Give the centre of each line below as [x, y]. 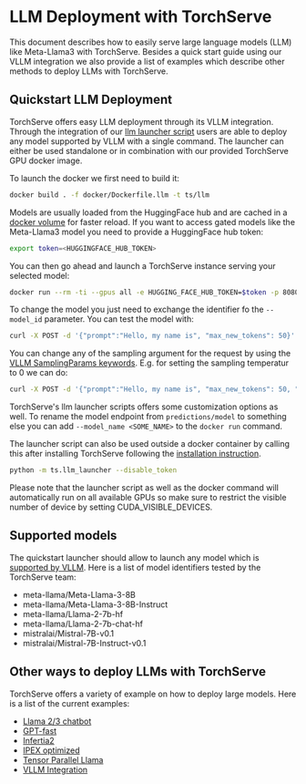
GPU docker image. [46, 160]
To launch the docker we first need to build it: [95, 178]
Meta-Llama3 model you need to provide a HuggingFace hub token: [137, 232]
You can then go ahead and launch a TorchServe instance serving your [143, 265]
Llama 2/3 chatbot [57, 721]
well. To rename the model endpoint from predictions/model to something [148, 417]
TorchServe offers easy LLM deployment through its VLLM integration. [142, 121]
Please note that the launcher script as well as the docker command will [144, 488]
